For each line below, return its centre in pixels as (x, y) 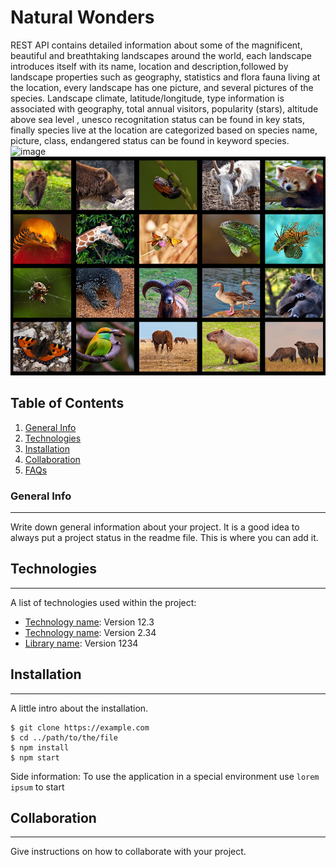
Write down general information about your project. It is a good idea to (155, 527)
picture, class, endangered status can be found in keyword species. (150, 140)
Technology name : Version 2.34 (90, 632)
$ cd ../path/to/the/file (64, 737)
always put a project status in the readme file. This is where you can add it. (164, 538)
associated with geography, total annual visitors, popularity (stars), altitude (164, 108)
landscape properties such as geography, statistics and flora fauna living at (165, 77)
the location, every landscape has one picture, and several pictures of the (162, 87)
